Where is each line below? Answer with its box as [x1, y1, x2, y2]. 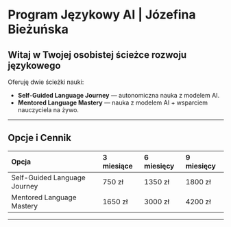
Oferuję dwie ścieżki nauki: [8, 78, 84, 86]
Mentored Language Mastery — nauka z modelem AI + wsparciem [17, 98, 208, 107]
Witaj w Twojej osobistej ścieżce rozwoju [8, 49, 187, 61]
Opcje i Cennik [8, 132, 71, 144]
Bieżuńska [8, 21, 69, 37]
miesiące [102, 161, 133, 171]
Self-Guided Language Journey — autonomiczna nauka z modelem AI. [17, 91, 220, 99]
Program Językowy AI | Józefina [8, 7, 196, 23]
